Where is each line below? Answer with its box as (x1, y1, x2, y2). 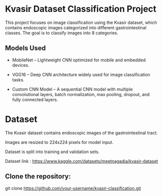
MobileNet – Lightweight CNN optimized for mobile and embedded (12, 57, 146, 63)
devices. (12, 62, 30, 68)
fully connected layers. (12, 97, 58, 102)
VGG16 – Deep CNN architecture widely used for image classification (12, 72, 150, 78)
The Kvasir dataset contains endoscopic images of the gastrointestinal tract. (5, 130, 158, 136)
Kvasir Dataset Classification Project (5, 3, 157, 15)
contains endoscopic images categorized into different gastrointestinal (5, 24, 147, 30)
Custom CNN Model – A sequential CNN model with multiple (12, 86, 133, 92)
